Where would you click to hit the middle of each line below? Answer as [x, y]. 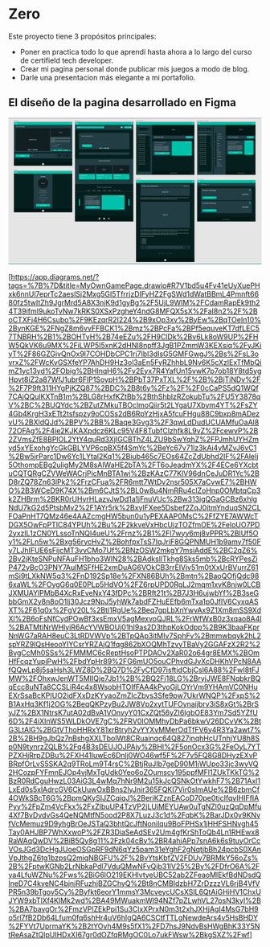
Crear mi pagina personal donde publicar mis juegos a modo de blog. [135, 68]
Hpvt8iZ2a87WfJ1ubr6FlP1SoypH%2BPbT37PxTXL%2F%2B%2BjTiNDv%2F [135, 379]
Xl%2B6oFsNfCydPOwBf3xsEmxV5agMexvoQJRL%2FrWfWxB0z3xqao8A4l [135, 618]
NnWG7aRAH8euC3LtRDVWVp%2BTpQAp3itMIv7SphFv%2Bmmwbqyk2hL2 [135, 635]
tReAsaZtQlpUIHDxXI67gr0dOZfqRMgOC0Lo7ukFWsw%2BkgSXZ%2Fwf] [131, 934]
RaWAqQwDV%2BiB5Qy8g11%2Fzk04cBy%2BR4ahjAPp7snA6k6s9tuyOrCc [135, 840]
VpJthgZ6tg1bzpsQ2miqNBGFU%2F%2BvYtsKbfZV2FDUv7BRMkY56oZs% [133, 858]
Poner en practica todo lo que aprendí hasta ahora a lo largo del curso [136, 51]
